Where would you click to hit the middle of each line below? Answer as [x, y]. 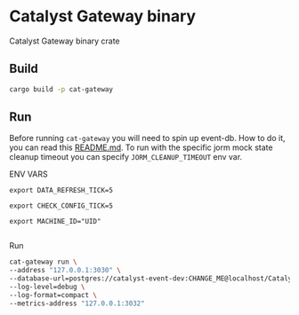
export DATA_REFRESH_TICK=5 [61, 191]
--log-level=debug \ [48, 287]
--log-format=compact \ [53, 295]
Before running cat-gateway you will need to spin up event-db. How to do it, [147, 138]
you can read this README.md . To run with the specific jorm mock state [141, 147]
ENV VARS [28, 174]
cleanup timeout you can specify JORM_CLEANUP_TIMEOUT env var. [126, 157]
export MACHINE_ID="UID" [55, 222]
